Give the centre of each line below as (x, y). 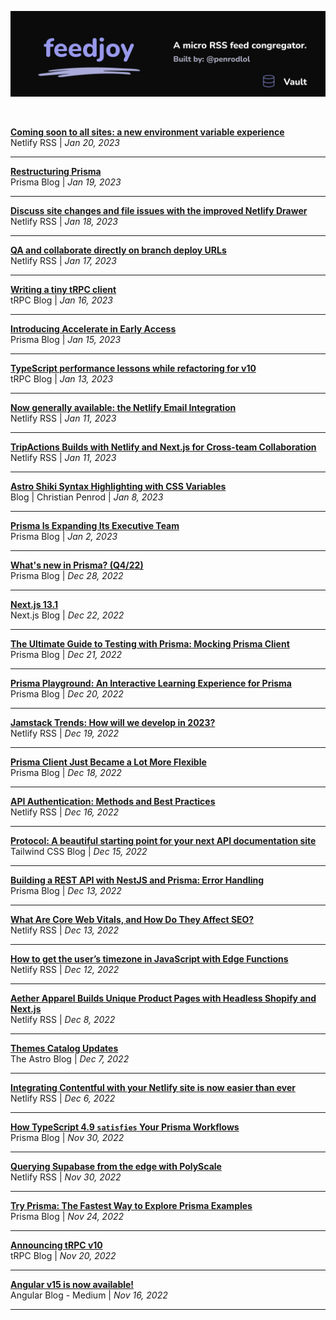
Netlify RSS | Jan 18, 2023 (64, 221)
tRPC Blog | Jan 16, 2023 (61, 300)
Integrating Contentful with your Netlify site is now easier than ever (153, 1087)
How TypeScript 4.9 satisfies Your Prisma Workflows (125, 1127)
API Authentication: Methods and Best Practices (113, 801)
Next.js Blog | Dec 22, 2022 (67, 615)
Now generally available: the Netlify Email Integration (123, 407)
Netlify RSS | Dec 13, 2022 (65, 930)
